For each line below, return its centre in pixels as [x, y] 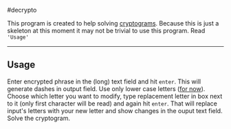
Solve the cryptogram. [39, 118]
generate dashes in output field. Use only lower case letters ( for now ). [106, 88]
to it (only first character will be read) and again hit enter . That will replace [112, 103]
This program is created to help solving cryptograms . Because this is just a [113, 23]
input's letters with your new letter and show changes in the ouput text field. [115, 110]
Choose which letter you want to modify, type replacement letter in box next [115, 96]
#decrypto [22, 10]
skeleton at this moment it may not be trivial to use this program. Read [106, 31]
